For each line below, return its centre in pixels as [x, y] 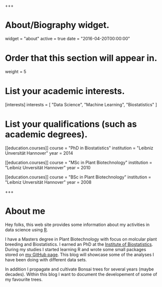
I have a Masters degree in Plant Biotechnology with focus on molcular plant [81, 239]
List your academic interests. [65, 91]
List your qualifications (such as [71, 124]
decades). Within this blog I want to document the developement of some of [81, 274]
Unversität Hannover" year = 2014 [39, 153]
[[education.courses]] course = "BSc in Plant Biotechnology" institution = [78, 177]
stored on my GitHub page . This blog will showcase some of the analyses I [80, 255]
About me [25, 211]
